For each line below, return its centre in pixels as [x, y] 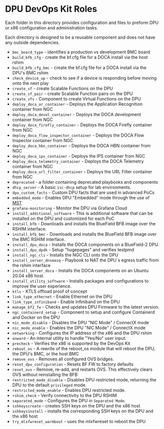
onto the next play [30, 83]
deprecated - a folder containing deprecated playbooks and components [85, 182]
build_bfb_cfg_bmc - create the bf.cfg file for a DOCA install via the [79, 68]
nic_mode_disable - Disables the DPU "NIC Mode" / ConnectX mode [81, 322]
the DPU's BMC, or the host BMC [46, 354]
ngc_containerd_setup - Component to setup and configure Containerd [83, 312]
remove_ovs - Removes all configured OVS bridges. [63, 359]
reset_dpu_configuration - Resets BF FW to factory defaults [73, 364]
